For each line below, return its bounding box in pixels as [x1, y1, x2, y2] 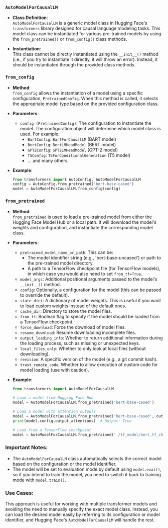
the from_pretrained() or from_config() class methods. [12, 36, 127, 42]
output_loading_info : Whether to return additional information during [20, 334, 163, 341]
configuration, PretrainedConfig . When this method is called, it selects [12, 95, 158, 101]
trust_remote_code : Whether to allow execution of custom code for [20, 362, 158, 368]
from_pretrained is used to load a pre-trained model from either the [12, 214, 152, 220]
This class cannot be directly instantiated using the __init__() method [12, 51, 159, 57]
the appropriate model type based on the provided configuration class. [12, 101, 159, 107]
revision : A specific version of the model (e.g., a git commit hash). [20, 356, 158, 362]
